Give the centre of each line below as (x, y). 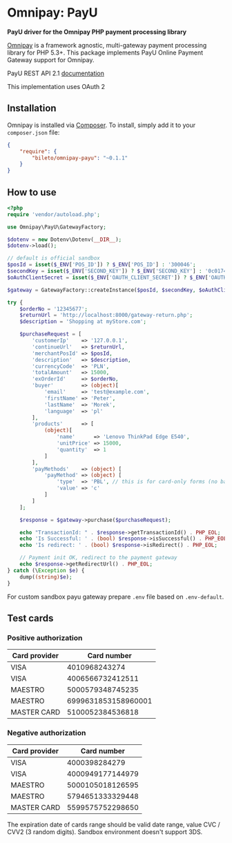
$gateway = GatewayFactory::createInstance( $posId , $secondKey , (101, 290)
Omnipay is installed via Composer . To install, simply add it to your (101, 125)
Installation (32, 108)
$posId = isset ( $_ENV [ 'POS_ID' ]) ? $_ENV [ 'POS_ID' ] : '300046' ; (101, 265)
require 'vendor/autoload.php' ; (54, 214)
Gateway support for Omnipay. (51, 59)
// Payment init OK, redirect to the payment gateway (98, 558)
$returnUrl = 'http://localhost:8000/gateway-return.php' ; (106, 316)
